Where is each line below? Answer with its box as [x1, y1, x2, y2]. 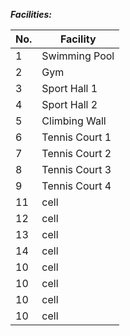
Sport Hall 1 [41, 82, 98, 95]
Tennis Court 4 [41, 179, 112, 193]
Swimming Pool [41, 49, 115, 63]
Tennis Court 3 [41, 163, 112, 176]
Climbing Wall [41, 114, 107, 128]
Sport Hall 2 [41, 98, 98, 111]
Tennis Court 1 [41, 130, 112, 144]
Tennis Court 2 [41, 147, 112, 160]
